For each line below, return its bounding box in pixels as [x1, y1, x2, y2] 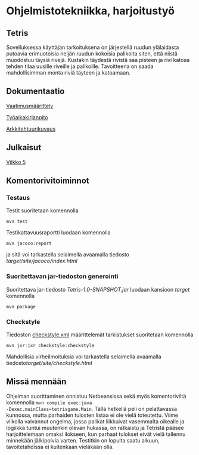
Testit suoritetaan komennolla [6, 207, 79, 214]
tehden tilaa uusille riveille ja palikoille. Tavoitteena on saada [6, 63, 154, 70]
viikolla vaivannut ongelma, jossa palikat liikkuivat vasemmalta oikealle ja [6, 417, 185, 425]
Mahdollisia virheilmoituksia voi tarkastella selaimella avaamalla [6, 353, 162, 360]
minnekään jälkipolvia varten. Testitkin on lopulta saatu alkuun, [6, 437, 160, 444]
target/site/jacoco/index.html [6, 258, 77, 265]
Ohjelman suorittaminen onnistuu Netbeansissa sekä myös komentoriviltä [6, 392, 186, 400]
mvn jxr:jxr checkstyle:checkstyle [6, 342, 95, 348]
